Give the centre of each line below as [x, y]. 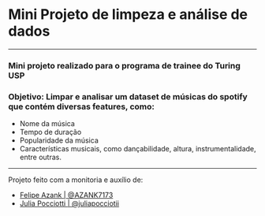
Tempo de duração [50, 132]
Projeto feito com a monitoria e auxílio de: [76, 180]
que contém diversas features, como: [82, 106]
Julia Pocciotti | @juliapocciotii [69, 203]
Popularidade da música [59, 140]
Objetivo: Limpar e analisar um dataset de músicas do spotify [128, 96]
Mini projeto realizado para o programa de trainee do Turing [124, 65]
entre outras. [40, 157]
